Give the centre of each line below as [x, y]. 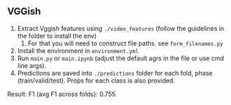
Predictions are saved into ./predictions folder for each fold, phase [115, 73]
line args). [32, 65]
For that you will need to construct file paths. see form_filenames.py [125, 43]
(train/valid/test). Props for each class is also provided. [96, 80]
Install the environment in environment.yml [78, 50]
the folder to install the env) [57, 36]
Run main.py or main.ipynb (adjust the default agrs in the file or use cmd [121, 58]
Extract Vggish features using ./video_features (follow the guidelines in [121, 28]
